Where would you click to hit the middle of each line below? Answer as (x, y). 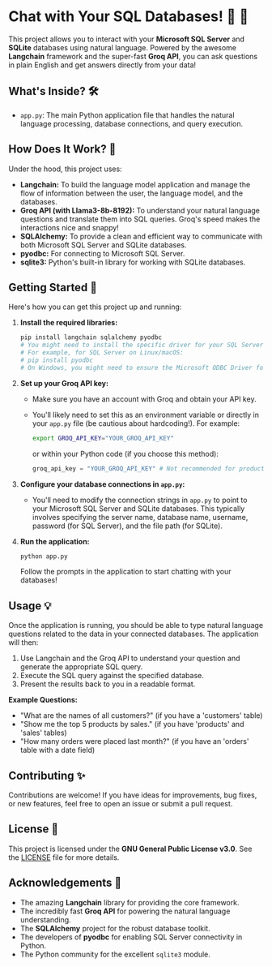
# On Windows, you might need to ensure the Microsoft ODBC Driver (136, 367)
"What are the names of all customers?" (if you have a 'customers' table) (141, 716)
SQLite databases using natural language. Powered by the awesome (123, 47)
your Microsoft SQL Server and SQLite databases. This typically (138, 508)
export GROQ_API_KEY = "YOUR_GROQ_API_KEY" (103, 438)
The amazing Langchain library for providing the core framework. (130, 902)
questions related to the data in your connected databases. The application (134, 634)
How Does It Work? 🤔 (62, 149)
